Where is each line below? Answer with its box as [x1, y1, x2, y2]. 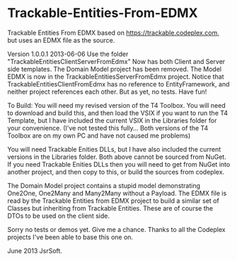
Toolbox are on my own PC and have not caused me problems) [7, 131, 191, 140]
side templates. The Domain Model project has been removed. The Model [7, 65, 221, 73]
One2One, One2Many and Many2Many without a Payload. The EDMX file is [7, 189, 227, 197]
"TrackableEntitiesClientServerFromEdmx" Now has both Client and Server [7, 57, 226, 65]
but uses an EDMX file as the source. [7, 35, 115, 44]
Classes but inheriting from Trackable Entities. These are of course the [7, 204, 214, 212]
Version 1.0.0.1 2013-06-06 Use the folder [7, 50, 129, 58]
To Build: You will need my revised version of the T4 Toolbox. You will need [7, 101, 226, 109]
